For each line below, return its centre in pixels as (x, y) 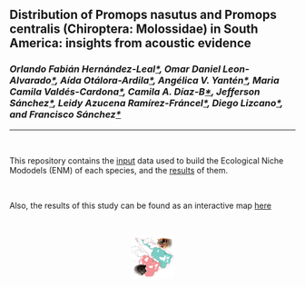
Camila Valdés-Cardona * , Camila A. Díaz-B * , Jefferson (135, 92)
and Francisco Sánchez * (65, 114)
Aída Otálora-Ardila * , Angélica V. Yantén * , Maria (170, 81)
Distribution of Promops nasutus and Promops (143, 15)
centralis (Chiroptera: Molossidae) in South (134, 30)
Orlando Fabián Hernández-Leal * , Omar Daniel (115, 69)
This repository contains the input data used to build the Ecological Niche (147, 160)
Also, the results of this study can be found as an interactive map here (141, 205)
